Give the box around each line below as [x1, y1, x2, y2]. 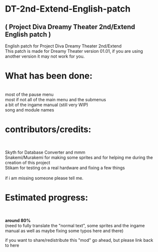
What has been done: [5, 70, 93, 81]
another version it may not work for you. [5, 53, 85, 59]
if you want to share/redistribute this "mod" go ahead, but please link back [5, 237, 154, 243]
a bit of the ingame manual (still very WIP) [5, 102, 88, 108]
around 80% [5, 217, 31, 223]
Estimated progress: [5, 192, 88, 203]
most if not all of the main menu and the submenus [5, 96, 106, 102]
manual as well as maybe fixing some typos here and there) [5, 228, 124, 234]
